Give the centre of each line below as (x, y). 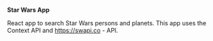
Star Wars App (29, 10)
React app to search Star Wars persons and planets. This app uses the (107, 23)
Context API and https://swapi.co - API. (63, 30)
